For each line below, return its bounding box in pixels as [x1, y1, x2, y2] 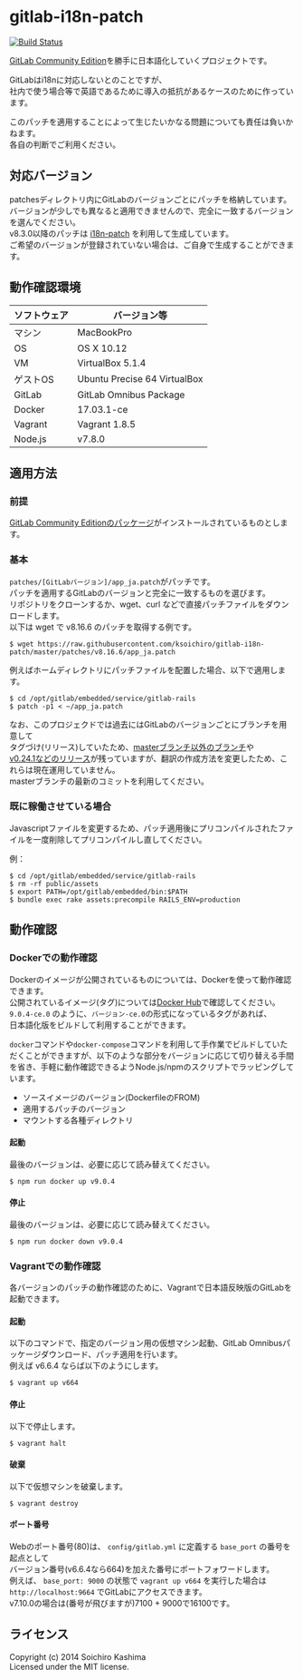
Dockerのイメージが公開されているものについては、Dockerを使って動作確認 [9, 973, 292, 985]
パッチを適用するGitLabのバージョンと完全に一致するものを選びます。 [9, 587, 271, 598]
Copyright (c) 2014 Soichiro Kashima [9, 1651, 147, 1662]
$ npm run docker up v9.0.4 [9, 1176, 116, 1186]
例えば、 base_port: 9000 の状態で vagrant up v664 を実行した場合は [9, 1576, 267, 1586]
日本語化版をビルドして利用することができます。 [9, 1019, 192, 1030]
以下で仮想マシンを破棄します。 [9, 1480, 128, 1491]
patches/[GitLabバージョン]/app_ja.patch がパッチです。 [9, 576, 215, 587]
